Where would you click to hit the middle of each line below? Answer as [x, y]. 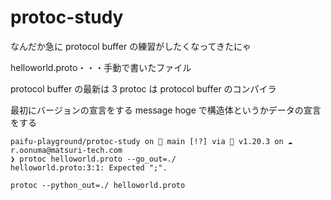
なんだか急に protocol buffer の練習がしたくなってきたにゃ [131, 46]
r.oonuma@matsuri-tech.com [66, 150]
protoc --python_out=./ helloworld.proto [98, 185]
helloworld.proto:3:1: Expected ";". [89, 167]
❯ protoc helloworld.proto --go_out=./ [93, 159]
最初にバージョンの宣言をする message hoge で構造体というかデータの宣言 [166, 110]
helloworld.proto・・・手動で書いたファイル [101, 67]
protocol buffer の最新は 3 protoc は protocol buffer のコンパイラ [143, 88]
